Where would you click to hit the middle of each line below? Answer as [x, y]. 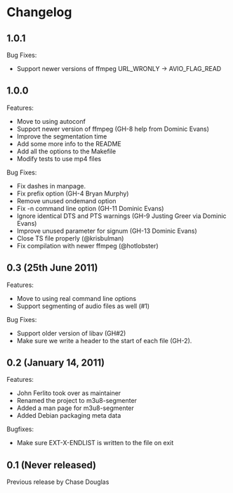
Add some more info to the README [69, 143]
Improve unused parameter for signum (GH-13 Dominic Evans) [107, 231]
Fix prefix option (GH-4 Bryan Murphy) [73, 193]
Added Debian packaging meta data [69, 416]
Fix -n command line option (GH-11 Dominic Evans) [90, 208]
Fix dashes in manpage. [51, 186]
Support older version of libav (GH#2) [71, 333]
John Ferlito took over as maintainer [69, 393]
